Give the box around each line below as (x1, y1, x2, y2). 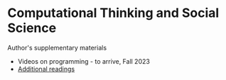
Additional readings (17, 64, 75, 73)
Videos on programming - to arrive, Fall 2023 (17, 57, 151, 65)
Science (7, 20, 57, 36)
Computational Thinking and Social (7, 5, 220, 21)
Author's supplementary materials (7, 43, 107, 52)
